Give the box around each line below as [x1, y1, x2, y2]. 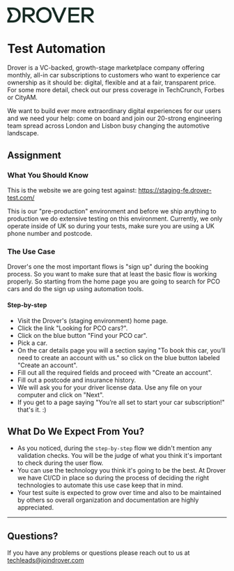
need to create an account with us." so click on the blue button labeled [17, 353, 221, 362]
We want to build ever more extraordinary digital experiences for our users [7, 107, 221, 115]
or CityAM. [7, 94, 38, 102]
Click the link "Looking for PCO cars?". [17, 324, 128, 332]
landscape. [7, 129, 40, 138]
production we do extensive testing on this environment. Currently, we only [7, 214, 223, 223]
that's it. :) [17, 405, 47, 414]
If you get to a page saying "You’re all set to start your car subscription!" [17, 398, 225, 406]
